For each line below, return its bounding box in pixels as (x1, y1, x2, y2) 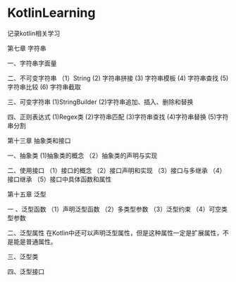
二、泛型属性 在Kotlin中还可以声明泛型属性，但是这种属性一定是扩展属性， (7, 229, 223, 237)
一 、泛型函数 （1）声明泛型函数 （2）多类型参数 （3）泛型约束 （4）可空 (7, 205, 222, 213)
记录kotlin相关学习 (7, 29, 61, 37)
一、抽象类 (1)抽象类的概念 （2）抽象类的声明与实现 (7, 151, 158, 160)
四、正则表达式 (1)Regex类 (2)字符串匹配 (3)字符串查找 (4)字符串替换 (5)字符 (7, 113, 229, 121)
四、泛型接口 (7, 267, 44, 276)
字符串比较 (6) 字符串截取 (7, 82, 81, 91)
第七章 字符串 (7, 44, 46, 52)
